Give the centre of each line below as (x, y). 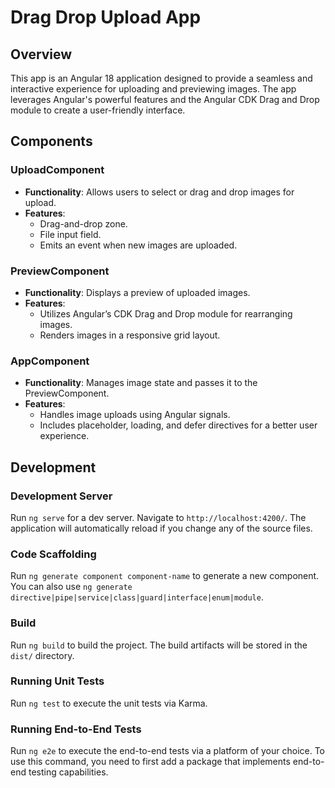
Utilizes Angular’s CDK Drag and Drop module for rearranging (166, 313)
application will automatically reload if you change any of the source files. (161, 528)
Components (51, 141)
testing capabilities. (68, 772)
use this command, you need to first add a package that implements (150, 762)
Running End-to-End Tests (76, 729)
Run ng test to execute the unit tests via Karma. (109, 703)
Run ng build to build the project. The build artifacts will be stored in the (159, 645)
